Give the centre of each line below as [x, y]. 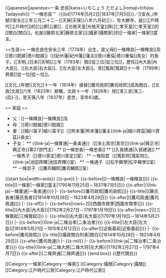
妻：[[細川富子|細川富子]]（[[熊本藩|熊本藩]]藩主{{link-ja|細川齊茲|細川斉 [86, 131]
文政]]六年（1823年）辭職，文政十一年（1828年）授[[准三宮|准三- [78, 91]
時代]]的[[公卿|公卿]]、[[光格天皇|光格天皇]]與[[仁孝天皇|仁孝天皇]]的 [89, 26]
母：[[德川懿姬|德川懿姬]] [38, 125]
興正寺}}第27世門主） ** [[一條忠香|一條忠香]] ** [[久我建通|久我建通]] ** [86, 149]
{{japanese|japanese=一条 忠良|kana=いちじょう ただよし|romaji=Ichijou [80, 8]
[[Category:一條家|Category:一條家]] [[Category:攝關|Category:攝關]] [76, 264]
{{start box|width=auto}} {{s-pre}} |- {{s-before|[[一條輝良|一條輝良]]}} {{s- [82, 179]
